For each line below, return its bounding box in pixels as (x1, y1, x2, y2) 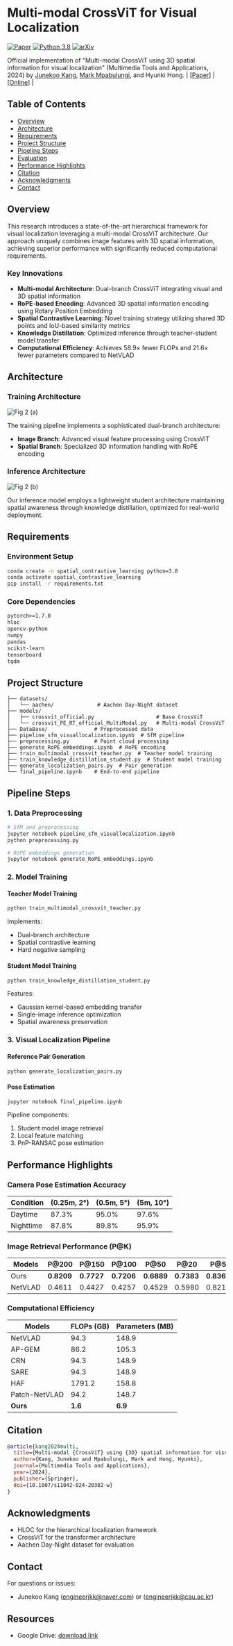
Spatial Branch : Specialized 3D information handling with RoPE (17, 442, 198, 450)
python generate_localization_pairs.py (7, 1068, 123, 1075)
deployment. (7, 511, 43, 519)
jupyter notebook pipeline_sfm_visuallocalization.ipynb (7, 830, 175, 837)
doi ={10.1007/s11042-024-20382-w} (13, 1481, 113, 1488)
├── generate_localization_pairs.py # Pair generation (7, 762, 172, 769)
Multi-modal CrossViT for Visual (7, 5, 198, 21)
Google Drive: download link (17, 1631, 98, 1640)
